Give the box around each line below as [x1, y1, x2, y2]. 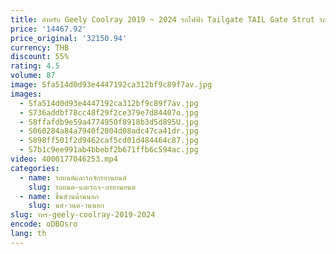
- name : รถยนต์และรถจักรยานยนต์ [19, 172, 127, 183]
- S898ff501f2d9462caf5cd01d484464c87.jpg [19, 136, 199, 146]
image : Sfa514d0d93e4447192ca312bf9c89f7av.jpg [10, 80, 213, 90]
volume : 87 [10, 71, 56, 81]
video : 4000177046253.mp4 [10, 154, 118, 164]
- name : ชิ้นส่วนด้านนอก [19, 191, 100, 201]
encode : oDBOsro [10, 219, 78, 230]
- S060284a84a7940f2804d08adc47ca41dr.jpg [19, 126, 199, 136]
